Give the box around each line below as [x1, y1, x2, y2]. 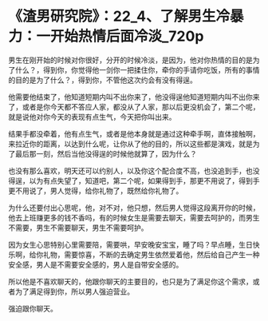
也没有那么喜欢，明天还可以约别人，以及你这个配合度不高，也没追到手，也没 [8, 165, 260, 176]
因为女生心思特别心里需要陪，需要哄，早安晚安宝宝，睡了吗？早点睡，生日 [8, 240, 253, 249]
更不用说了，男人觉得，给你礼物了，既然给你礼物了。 [8, 185, 183, 196]
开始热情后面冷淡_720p [50, 27, 204, 46]
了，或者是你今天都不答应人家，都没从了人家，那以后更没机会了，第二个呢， [8, 101, 260, 112]
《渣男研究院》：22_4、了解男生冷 [8, 7, 230, 26]
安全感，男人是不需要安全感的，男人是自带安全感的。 [8, 260, 183, 269]
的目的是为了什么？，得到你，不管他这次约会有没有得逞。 [8, 75, 197, 85]
